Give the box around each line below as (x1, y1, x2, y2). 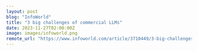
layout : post (6, 8, 38, 15)
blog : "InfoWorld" (6, 14, 51, 20)
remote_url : (6, 36, 35, 42)
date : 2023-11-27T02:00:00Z (6, 25, 75, 31)
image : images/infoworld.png (6, 30, 78, 36)
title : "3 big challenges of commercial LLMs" (6, 19, 123, 25)
